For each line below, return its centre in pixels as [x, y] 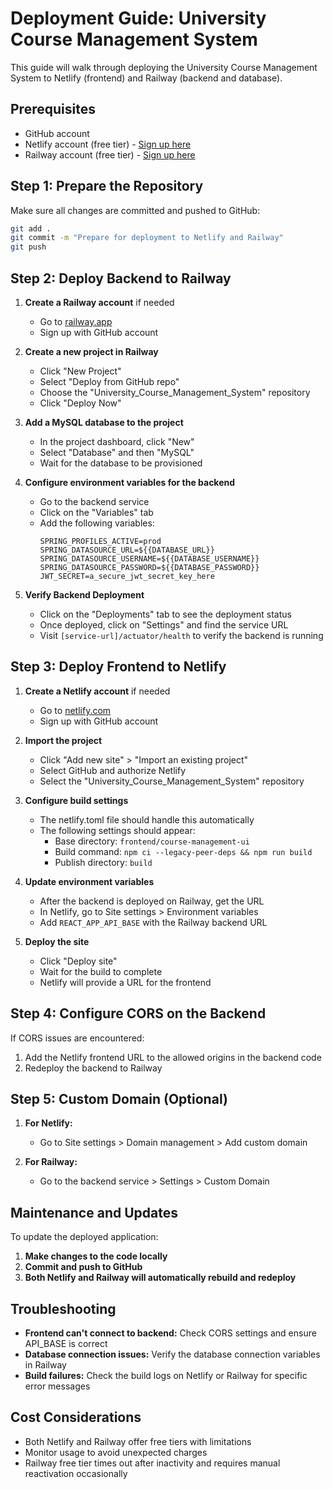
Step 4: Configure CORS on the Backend [138, 1013]
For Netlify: [48, 1123]
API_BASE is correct [66, 1344]
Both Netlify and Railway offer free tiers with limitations [138, 1441]
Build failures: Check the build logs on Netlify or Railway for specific [166, 1376]
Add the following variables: [97, 523]
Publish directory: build [103, 862]
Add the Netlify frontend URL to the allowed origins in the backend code [173, 1057]
